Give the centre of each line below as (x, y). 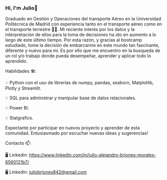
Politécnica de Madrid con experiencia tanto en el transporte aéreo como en (84, 24)
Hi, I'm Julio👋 (21, 8)
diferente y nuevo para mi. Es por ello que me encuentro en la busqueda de (83, 51)
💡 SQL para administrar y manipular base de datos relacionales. (71, 98)
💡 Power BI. (17, 108)
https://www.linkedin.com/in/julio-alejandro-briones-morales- (93, 155)
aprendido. (16, 61)
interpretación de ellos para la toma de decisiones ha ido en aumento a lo (81, 35)
